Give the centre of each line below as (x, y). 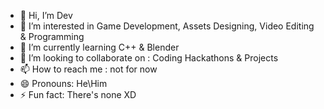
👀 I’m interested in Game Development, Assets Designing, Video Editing (167, 26)
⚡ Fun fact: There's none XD (78, 94)
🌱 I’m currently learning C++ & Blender (99, 47)
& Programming (52, 36)
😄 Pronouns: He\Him (63, 83)
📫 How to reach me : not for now (88, 69)
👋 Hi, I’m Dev (46, 15)
